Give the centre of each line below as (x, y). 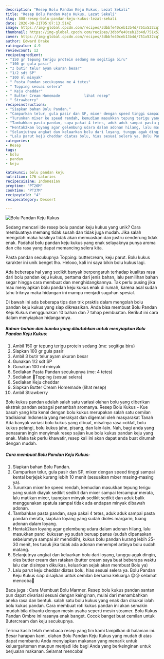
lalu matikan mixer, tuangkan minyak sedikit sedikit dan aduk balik (79, 498)
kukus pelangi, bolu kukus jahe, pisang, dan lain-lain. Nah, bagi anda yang (80, 428)
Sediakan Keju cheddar (36, 382)
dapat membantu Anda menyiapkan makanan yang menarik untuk (72, 641)
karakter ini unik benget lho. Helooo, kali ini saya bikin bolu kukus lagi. (76, 262)
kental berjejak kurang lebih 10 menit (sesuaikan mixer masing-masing (83, 477)
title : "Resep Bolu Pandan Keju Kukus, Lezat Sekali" (61, 14)
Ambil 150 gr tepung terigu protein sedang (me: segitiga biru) (74, 346)
